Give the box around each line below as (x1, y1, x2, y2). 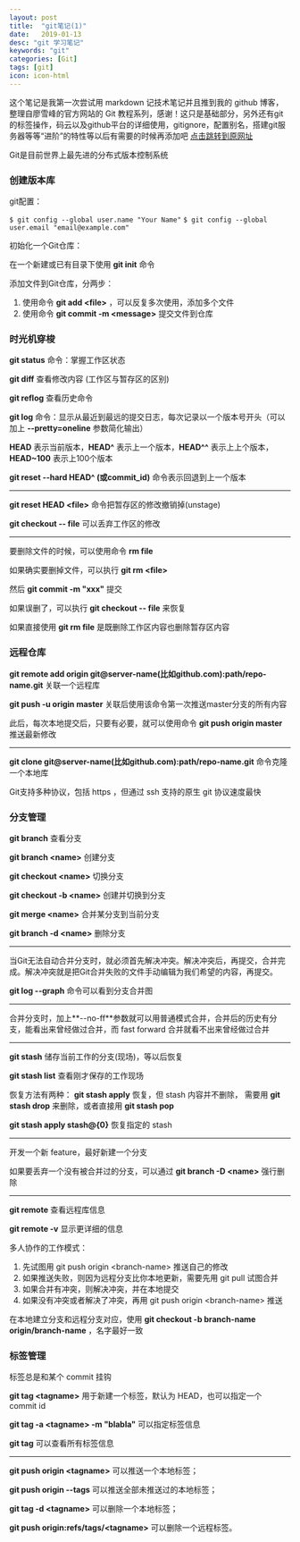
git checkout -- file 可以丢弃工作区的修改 (9, 518, 161, 529)
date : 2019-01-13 (9, 29, 82, 38)
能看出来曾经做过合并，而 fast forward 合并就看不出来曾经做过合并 (24, 1024, 271, 1034)
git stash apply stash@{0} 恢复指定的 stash (9, 1119, 172, 1130)
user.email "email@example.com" (9, 223, 129, 232)
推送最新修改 (9, 729, 56, 739)
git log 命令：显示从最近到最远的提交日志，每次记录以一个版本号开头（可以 (9, 412, 286, 423)
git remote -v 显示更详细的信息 (9, 1223, 123, 1234)
